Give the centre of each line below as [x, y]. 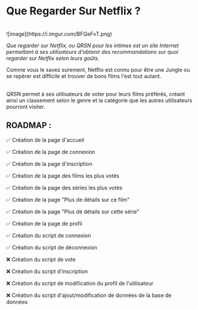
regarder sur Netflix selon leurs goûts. [53, 58]
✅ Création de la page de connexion [51, 152]
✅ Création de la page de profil [44, 223]
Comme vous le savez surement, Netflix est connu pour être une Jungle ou [98, 69]
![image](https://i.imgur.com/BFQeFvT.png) [59, 33]
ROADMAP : [29, 126]
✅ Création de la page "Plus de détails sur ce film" [68, 199]
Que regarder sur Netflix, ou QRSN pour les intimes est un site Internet [92, 45]
